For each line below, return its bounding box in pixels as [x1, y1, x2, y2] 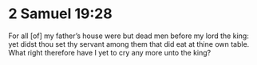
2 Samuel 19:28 [8, 5, 113, 23]
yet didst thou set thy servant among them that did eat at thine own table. [8, 39, 250, 48]
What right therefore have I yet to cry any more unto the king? [8, 48, 212, 57]
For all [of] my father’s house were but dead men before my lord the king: [8, 31, 249, 40]
